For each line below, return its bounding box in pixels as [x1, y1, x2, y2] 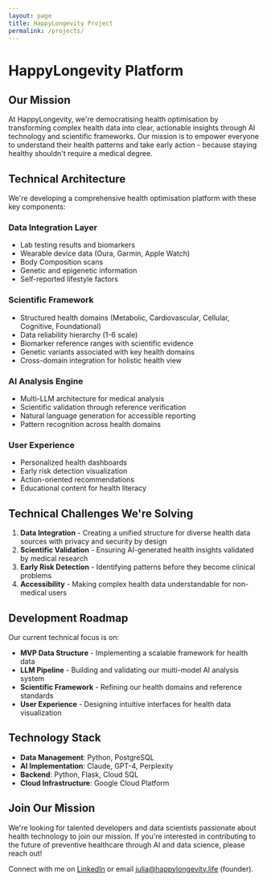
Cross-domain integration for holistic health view [19, 355, 183, 365]
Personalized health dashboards [19, 457, 127, 467]
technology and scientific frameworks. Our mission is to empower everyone [8, 132, 260, 142]
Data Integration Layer [8, 222, 98, 233]
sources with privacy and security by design [19, 536, 167, 547]
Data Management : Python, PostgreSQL [19, 753, 154, 762]
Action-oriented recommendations [19, 475, 135, 485]
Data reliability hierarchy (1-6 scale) [19, 330, 138, 339]
